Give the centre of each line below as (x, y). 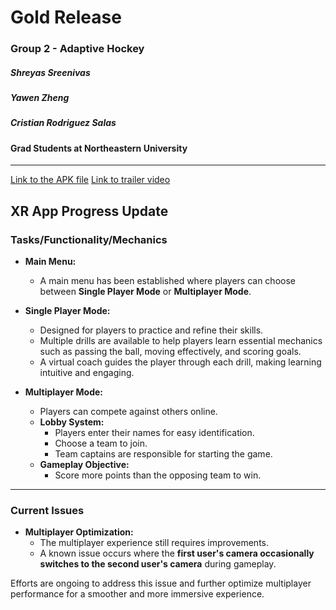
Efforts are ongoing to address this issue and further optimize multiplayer (161, 583)
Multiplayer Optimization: (79, 532)
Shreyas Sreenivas (50, 72)
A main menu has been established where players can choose (167, 281)
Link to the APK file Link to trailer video (90, 180)
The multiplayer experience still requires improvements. (154, 543)
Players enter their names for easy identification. (154, 433)
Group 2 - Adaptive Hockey (77, 49)
